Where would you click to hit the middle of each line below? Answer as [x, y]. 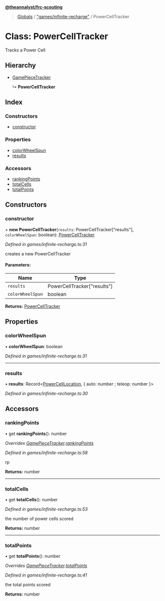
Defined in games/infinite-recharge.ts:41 [46, 575]
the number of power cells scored [39, 519]
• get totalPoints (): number [33, 556]
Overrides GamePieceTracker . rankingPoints [49, 443]
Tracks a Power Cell [25, 50]
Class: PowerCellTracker [57, 37]
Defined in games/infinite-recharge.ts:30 [47, 393]
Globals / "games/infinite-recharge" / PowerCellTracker [73, 16]
